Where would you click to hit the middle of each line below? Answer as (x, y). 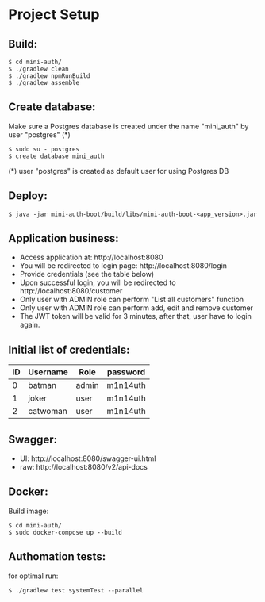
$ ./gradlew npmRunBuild (49, 76)
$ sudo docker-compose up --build (65, 532)
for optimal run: (33, 576)
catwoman (48, 412)
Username (48, 372)
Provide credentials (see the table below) (87, 274)
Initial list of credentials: (69, 349)
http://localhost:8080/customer (71, 291)
